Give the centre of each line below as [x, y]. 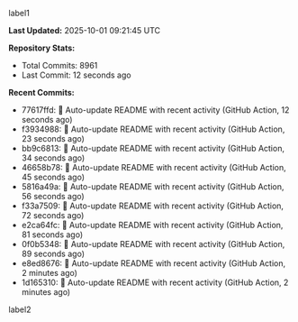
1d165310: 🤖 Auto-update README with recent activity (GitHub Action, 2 [155, 282]
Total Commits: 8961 [59, 65]
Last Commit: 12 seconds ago [76, 75]
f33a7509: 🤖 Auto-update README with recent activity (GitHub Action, [153, 206]
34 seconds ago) [53, 158]
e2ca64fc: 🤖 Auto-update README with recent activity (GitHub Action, [152, 225]
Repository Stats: [42, 48]
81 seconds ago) [52, 235]
